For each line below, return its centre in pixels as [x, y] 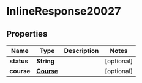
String [46, 61]
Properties [27, 34]
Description [81, 51]
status [19, 61]
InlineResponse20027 [64, 11]
